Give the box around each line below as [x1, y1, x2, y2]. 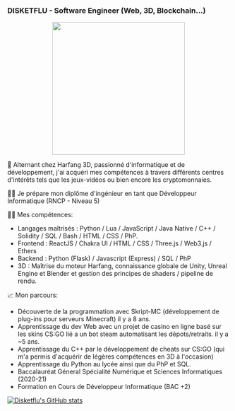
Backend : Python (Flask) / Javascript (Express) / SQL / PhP [17, 254, 192, 263]
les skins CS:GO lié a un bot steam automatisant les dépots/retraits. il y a [17, 330, 229, 338]
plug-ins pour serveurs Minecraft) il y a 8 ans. [17, 315, 151, 323]
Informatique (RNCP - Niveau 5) [7, 197, 100, 205]
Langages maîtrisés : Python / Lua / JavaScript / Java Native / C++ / [17, 224, 216, 233]
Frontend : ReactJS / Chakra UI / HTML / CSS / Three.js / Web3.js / [17, 239, 212, 248]
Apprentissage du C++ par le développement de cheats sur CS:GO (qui [17, 345, 224, 354]
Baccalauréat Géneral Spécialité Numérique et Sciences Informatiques [17, 367, 223, 376]
